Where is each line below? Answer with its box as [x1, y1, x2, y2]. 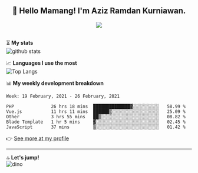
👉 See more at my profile [6, 135, 70, 142]
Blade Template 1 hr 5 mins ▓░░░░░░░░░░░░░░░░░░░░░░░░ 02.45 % [6, 119, 186, 125]
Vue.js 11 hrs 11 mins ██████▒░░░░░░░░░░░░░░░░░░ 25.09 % [6, 108, 186, 115]
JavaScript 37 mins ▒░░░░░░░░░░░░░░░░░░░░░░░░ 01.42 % [6, 124, 186, 130]
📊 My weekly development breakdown [6, 79, 104, 86]
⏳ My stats [6, 39, 34, 46]
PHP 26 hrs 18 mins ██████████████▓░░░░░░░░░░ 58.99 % [6, 104, 186, 109]
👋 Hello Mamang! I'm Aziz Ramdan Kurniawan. [12, 6, 186, 16]
